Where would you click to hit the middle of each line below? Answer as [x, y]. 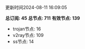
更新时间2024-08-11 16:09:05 [36, 7]
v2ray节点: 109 [28, 35]
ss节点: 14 [23, 41]
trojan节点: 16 [27, 29]
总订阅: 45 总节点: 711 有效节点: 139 [43, 18]
